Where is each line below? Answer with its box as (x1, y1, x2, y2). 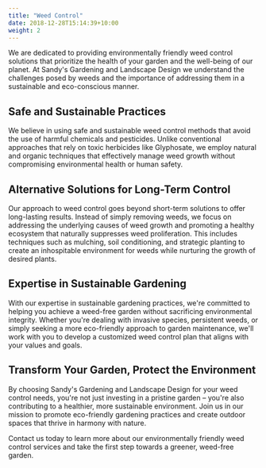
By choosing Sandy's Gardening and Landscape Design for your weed (8, 384, 238, 393)
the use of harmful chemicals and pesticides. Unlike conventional (8, 134, 222, 144)
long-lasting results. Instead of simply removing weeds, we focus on (8, 212, 232, 221)
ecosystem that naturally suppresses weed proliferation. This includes (8, 229, 238, 238)
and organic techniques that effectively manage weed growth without (8, 152, 236, 161)
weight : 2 (8, 26, 41, 34)
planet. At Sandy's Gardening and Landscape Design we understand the (8, 65, 245, 75)
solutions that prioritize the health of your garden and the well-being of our (8, 56, 253, 66)
